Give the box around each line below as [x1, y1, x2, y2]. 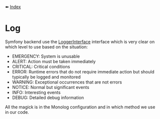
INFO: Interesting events [12, 89, 61, 95]
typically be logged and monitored [12, 74, 81, 80]
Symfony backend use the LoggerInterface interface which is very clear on [5, 38, 155, 45]
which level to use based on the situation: [5, 44, 88, 50]
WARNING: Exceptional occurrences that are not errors [12, 79, 122, 85]
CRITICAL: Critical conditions [12, 64, 70, 69]
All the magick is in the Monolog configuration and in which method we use [5, 104, 156, 110]
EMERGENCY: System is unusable [12, 53, 80, 59]
